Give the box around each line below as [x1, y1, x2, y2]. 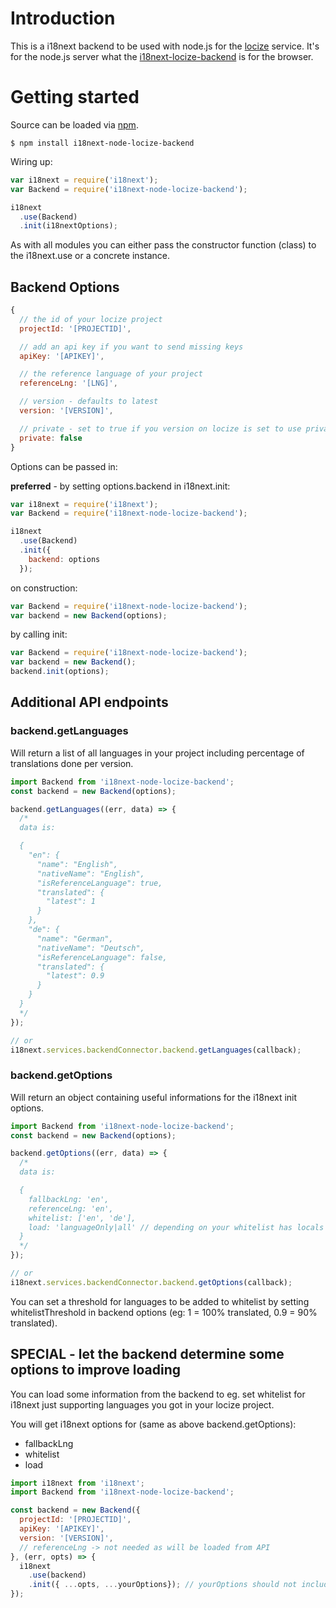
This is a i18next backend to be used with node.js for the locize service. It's [10, 40, 320, 52]
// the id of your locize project [19, 314, 163, 324]
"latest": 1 [46, 897, 97, 907]
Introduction [10, 7, 116, 30]
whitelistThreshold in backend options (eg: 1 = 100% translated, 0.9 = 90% [10, 1306, 318, 1318]
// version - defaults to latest [19, 397, 159, 407]
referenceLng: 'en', [28, 1203, 114, 1214]
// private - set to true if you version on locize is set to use [19, 423, 302, 434]
